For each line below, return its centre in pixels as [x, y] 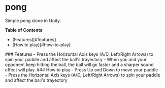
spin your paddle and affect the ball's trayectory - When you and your [76, 59]
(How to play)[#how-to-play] [41, 44]
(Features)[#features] [34, 39]
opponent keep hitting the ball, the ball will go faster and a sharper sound [79, 65]
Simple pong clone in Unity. [33, 21]
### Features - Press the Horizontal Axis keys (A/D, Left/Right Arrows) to [79, 54]
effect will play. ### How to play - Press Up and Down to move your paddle [82, 69]
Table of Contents [24, 30]
